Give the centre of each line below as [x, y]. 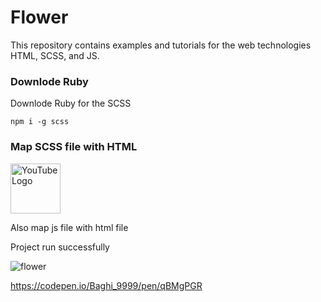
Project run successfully [60, 247]
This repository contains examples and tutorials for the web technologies [161, 45]
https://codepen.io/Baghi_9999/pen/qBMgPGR [106, 285]
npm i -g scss [40, 122]
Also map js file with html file [69, 227]
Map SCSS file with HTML [74, 147]
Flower [39, 17]
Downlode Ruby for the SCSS [71, 103]
